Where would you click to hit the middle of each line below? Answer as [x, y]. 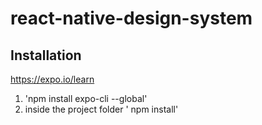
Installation [46, 55]
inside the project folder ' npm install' [101, 109]
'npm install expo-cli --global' [86, 98]
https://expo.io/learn [52, 79]
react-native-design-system [131, 18]
